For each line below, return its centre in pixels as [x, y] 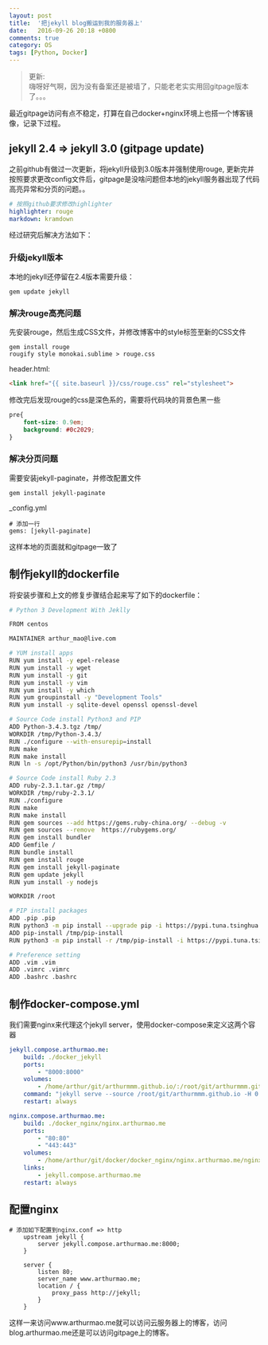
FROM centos [29, 624]
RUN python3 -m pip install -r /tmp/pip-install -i [96, 940]
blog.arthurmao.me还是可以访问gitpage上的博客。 [91, 1332]
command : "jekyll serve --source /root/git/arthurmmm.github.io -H [137, 1094]
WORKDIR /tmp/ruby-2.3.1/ [52, 793]
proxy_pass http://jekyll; [96, 1292]
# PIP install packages [49, 911]
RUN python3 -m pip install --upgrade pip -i [85, 926]
